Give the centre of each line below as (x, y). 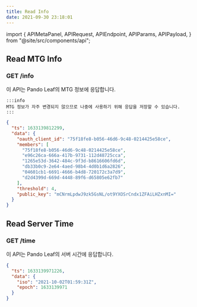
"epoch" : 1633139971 (42, 287)
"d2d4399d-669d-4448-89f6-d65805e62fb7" (72, 178)
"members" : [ (33, 145)
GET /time (21, 241)
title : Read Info (28, 12)
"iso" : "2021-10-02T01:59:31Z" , (57, 282)
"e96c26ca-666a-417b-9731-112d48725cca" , (74, 156)
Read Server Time (40, 224)
